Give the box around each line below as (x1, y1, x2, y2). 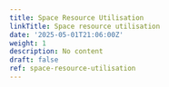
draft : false (9, 55, 59, 64)
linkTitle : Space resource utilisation (9, 22, 161, 31)
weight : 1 (9, 38, 47, 48)
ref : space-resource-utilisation (9, 64, 136, 73)
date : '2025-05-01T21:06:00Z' (9, 30, 124, 39)
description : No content (9, 47, 104, 56)
